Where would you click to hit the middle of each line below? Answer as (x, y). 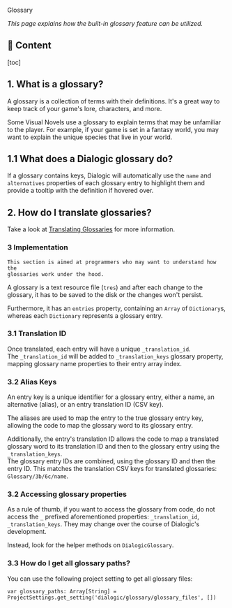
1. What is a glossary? (55, 84)
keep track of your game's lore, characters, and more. (85, 108)
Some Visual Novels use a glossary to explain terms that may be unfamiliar (114, 122)
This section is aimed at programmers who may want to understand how (112, 262)
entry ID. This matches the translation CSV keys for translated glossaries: (112, 469)
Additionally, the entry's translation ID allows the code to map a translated (113, 439)
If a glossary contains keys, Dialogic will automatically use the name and (109, 175)
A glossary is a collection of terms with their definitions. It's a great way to (114, 101)
